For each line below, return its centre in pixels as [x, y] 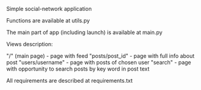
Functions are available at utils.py [48, 20]
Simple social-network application [49, 9]
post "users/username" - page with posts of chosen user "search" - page [99, 62]
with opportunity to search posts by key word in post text [78, 69]
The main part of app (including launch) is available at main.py [84, 32]
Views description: [30, 44]
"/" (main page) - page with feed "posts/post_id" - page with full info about [100, 56]
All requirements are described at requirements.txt [69, 81]
